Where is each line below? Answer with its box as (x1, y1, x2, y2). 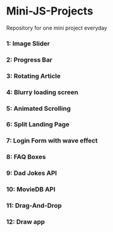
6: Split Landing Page (6, 120, 70, 129)
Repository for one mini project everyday (6, 24, 108, 31)
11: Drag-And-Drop (6, 201, 62, 210)
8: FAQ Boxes (6, 153, 46, 161)
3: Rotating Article (6, 71, 61, 80)
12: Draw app (6, 217, 45, 226)
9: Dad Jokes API (6, 169, 57, 178)
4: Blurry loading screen (6, 88, 79, 96)
